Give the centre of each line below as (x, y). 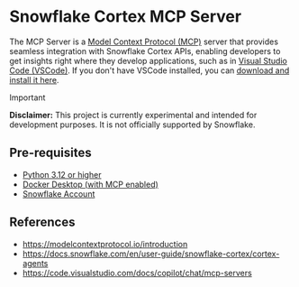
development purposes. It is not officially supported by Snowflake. (132, 125)
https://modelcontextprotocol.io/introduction (105, 244)
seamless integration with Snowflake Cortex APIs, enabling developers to (145, 51)
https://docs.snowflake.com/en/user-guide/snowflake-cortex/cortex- (151, 254)
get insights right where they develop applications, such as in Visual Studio (149, 60)
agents (35, 263)
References (42, 222)
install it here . (34, 79)
